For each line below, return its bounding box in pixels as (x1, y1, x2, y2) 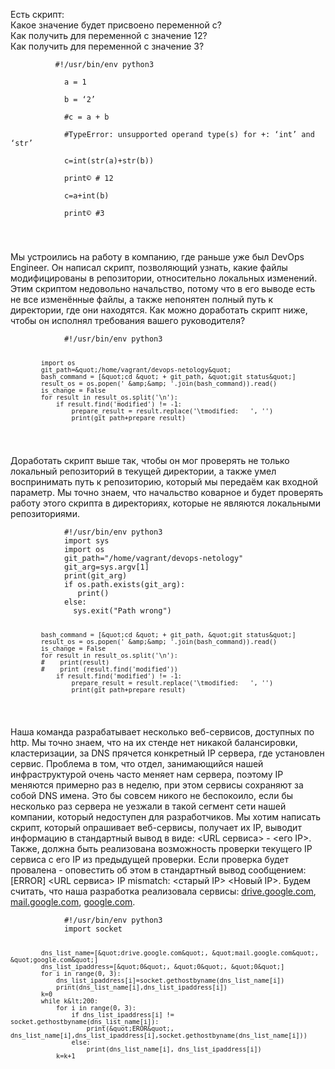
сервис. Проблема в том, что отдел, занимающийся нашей (10, 758, 264, 770)
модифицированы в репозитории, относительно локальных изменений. (10, 272, 318, 284)
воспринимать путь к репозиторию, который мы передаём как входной (10, 475, 319, 488)
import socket (63, 924, 123, 934)
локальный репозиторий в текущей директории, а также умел (10, 465, 277, 477)
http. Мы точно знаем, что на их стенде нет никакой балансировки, (10, 737, 298, 749)
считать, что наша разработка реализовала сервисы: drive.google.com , (10, 885, 317, 898)
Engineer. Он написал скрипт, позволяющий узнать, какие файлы (10, 261, 288, 273)
